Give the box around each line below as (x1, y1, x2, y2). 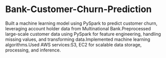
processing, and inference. (5, 47, 62, 53)
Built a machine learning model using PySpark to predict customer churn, (5, 20, 157, 26)
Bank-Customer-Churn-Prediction (5, 4, 152, 15)
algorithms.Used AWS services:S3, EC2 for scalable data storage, (5, 41, 142, 47)
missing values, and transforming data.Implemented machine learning (5, 36, 150, 42)
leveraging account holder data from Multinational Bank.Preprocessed (5, 25, 151, 31)
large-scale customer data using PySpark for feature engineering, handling (5, 31, 161, 37)
